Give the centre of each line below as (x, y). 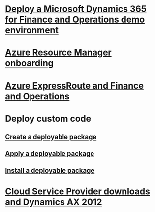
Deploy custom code (48, 119)
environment (32, 30)
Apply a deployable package (50, 154)
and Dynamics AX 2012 (54, 202)
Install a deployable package (50, 170)
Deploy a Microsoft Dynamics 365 (76, 9)
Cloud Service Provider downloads (77, 192)
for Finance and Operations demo (75, 19)
